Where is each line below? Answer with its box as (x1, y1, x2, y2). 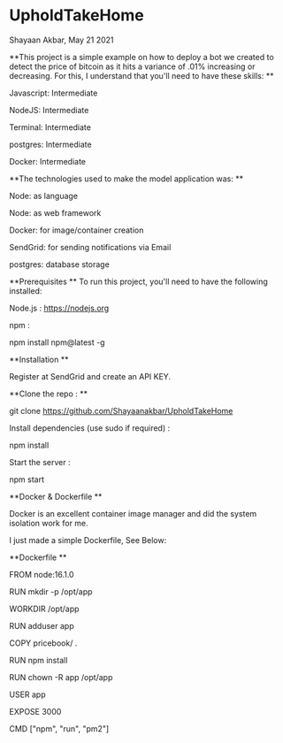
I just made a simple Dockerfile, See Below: (9, 534, 167, 545)
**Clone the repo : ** (9, 388, 88, 399)
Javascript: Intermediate (9, 88, 98, 98)
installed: (9, 285, 42, 296)
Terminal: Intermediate (9, 121, 91, 133)
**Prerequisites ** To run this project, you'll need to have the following (9, 276, 268, 287)
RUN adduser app (9, 620, 74, 631)
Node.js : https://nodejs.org (9, 303, 110, 313)
